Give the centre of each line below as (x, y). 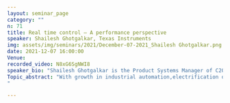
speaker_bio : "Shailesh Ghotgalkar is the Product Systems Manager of (110, 70)
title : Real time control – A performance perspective (87, 32)
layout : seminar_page (38, 13)
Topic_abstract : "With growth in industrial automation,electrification (113, 77)
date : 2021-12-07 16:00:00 (46, 52)
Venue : (16, 58)
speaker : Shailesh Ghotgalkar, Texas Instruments (79, 39)
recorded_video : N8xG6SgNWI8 (49, 64)
